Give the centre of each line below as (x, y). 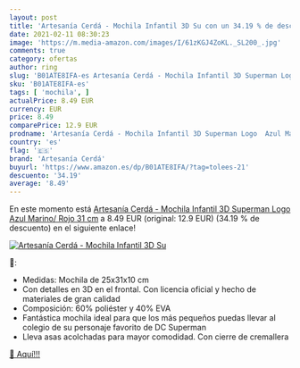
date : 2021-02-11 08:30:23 (59, 34)
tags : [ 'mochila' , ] (50, 92)
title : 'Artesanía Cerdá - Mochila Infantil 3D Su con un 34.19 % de (142, 26)
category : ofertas (43, 59)
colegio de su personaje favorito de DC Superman (114, 328)
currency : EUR (36, 109)
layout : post (33, 17)
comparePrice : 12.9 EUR (54, 126)
